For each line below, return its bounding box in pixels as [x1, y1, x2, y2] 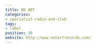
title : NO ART [5, 7, 35, 12]
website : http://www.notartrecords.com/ [5, 35, 92, 40]
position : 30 [5, 30, 33, 35]
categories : [5, 12, 30, 17]
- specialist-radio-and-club [5, 16, 67, 21]
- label [5, 26, 22, 31]
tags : [5, 21, 17, 26]
